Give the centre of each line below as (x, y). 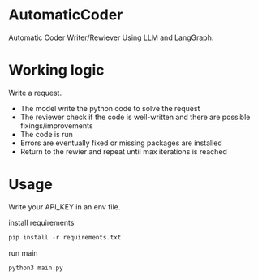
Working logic (56, 70)
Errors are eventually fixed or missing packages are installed (121, 143)
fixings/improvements (56, 125)
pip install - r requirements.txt (65, 237)
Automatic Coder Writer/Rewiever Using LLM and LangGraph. (111, 37)
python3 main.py (36, 268)
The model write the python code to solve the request (110, 108)
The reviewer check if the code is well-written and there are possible (135, 117)
